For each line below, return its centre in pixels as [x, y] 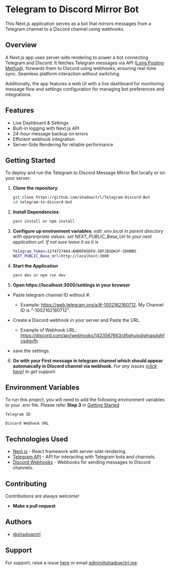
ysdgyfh [29, 341]
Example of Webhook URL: [48, 330]
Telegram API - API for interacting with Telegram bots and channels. [84, 457]
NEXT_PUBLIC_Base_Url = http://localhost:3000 [61, 256]
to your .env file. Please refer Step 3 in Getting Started [63, 405]
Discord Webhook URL [27, 423]
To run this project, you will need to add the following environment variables [85, 400]
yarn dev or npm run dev [39, 275]
